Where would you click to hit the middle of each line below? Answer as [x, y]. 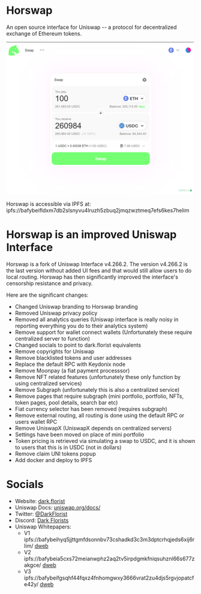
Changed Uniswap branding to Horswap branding [76, 307]
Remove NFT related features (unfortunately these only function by [98, 377]
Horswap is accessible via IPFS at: [49, 204]
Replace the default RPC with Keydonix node [70, 364]
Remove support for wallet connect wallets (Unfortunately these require [103, 332]
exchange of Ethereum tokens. [44, 33]
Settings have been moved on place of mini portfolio [79, 435]
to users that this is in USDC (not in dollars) [68, 447]
